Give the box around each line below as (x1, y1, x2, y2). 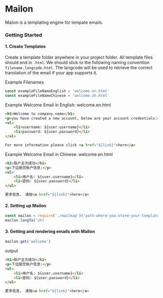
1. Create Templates (5, 44, 46, 50)
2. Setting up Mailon (5, 202, 47, 208)
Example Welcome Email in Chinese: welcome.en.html (5, 151, 113, 157)
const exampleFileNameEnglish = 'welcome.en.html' (5, 89, 110, 94)
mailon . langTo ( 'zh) (5, 218, 45, 223)
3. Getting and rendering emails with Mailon (5, 228, 95, 234)
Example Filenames (5, 79, 44, 85)
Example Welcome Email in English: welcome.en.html (5, 102, 111, 108)
